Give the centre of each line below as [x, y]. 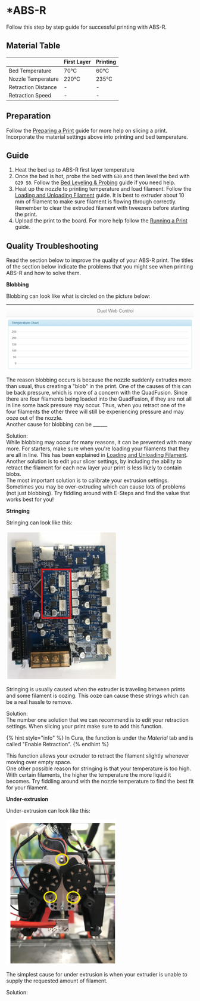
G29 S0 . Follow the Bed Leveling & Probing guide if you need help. [95, 182]
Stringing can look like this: [39, 523]
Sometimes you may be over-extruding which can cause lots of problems [96, 487]
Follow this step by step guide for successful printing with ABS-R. [87, 27]
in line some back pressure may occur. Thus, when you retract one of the [96, 405]
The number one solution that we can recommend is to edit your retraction [97, 720]
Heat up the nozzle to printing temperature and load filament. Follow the [103, 189]
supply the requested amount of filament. [57, 981]
